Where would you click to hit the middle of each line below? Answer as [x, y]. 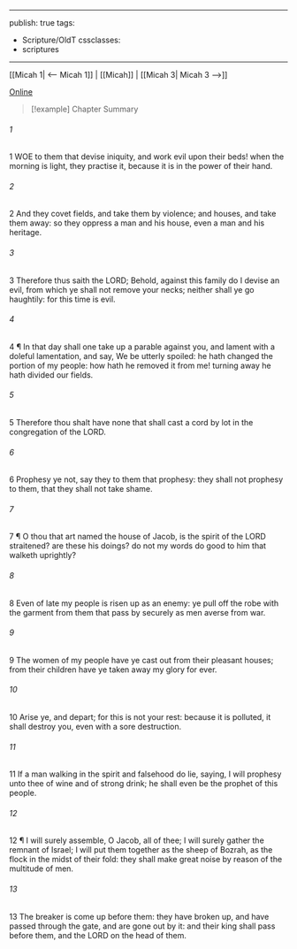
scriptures [41, 49]
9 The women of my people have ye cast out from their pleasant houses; [141, 660]
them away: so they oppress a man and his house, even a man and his [137, 223]
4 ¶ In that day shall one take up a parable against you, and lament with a [142, 347]
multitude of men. [41, 869]
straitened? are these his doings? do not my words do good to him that [138, 546]
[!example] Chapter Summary [84, 109]
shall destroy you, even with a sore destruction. [95, 727]
